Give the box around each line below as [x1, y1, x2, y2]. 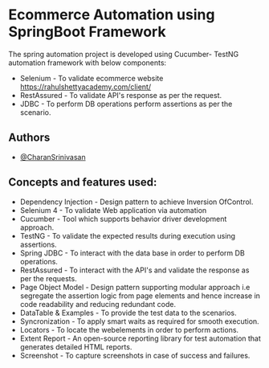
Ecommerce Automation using [8, 6, 215, 24]
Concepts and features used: [8, 175, 157, 190]
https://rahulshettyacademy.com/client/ [19, 82, 151, 92]
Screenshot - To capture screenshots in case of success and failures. [19, 350, 251, 360]
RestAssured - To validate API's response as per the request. [19, 90, 222, 100]
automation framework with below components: [8, 58, 167, 67]
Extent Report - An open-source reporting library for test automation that [19, 333, 261, 343]
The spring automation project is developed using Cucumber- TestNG [8, 49, 239, 59]
